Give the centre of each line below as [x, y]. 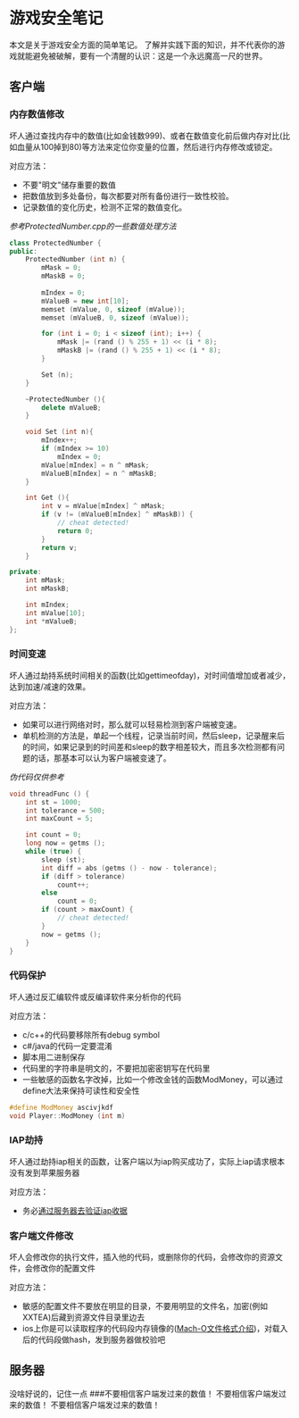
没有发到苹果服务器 [45, 1172]
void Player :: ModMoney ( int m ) [67, 1116]
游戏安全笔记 [57, 18]
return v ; [59, 547]
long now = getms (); [65, 843]
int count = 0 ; [54, 835]
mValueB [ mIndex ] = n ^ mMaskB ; [100, 473]
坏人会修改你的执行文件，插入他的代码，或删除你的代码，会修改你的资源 [142, 1257]
